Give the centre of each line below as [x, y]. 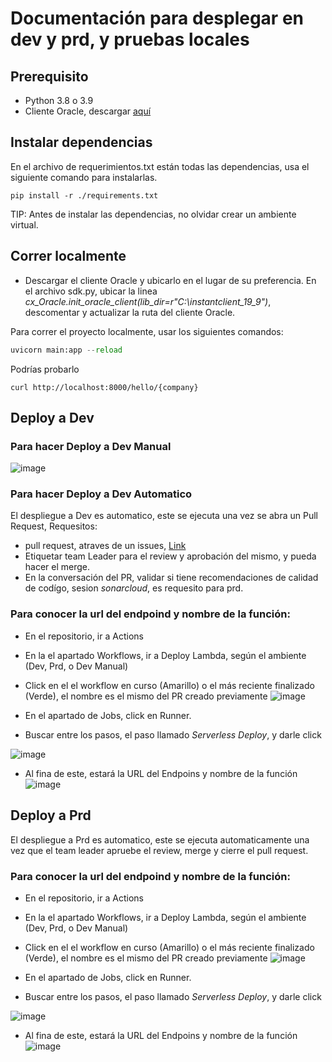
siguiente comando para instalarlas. [84, 177]
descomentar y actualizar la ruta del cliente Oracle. [130, 312]
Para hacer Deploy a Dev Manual [91, 446]
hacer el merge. [57, 567]
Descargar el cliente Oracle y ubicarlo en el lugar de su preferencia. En [170, 280]
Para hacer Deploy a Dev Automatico [101, 494]
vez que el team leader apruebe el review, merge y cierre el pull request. [159, 850]
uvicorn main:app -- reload [66, 350]
